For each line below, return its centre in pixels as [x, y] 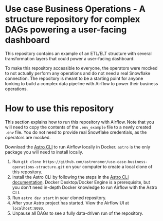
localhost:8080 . [28, 208]
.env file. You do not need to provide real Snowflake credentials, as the [76, 132]
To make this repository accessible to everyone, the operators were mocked [81, 68]
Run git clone [27, 161]
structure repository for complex [72, 19]
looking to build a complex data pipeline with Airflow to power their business [81, 83]
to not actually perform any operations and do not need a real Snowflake [78, 73]
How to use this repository [60, 109]
